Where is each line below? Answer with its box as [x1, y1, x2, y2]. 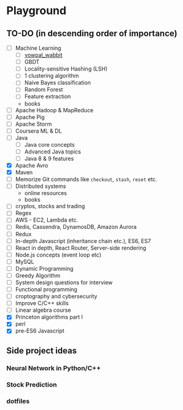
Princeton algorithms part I [15, 314, 83, 321]
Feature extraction [24, 93, 71, 100]
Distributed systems [15, 182, 66, 190]
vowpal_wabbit [24, 52, 63, 59]
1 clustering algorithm [24, 72, 79, 80]
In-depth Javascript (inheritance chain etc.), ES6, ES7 [15, 237, 152, 244]
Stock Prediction [6, 380, 57, 389]
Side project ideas [6, 345, 77, 356]
